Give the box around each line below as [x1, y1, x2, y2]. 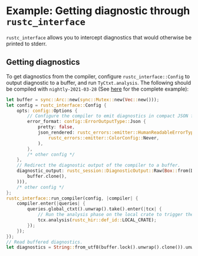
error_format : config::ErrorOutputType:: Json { [27, 119, 146, 125]
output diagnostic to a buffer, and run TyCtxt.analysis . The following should [6, 79, 192, 86]
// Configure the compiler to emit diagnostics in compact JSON [27, 113, 189, 119]
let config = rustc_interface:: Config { [6, 102, 107, 108]
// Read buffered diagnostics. [6, 239, 83, 245]
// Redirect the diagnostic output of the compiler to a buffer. [16, 162, 181, 168]
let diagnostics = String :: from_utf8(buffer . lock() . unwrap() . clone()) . [6, 244, 186, 251]
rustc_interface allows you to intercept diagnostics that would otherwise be [6, 34, 192, 41]
